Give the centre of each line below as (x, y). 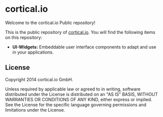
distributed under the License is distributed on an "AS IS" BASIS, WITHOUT (81, 94)
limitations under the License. (35, 110)
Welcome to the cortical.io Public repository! (50, 23)
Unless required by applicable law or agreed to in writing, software (73, 89)
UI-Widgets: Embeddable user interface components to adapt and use (84, 47)
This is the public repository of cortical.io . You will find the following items (80, 32)
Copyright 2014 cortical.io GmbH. (39, 79)
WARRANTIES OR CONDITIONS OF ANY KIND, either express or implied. (79, 99)
